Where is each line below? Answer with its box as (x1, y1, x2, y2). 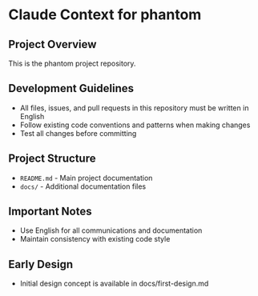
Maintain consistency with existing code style (19, 234, 171, 244)
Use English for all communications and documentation (19, 226, 203, 235)
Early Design (8, 258, 74, 271)
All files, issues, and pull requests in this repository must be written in (19, 102, 249, 113)
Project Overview (8, 38, 97, 51)
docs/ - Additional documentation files (19, 182, 147, 191)
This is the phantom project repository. (8, 58, 136, 68)
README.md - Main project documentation (19, 173, 153, 182)
